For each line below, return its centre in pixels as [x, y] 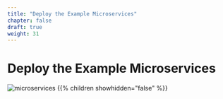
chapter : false [30, 21]
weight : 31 [23, 34]
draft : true [25, 27]
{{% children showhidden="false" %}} [112, 88]
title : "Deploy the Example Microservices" [72, 14]
